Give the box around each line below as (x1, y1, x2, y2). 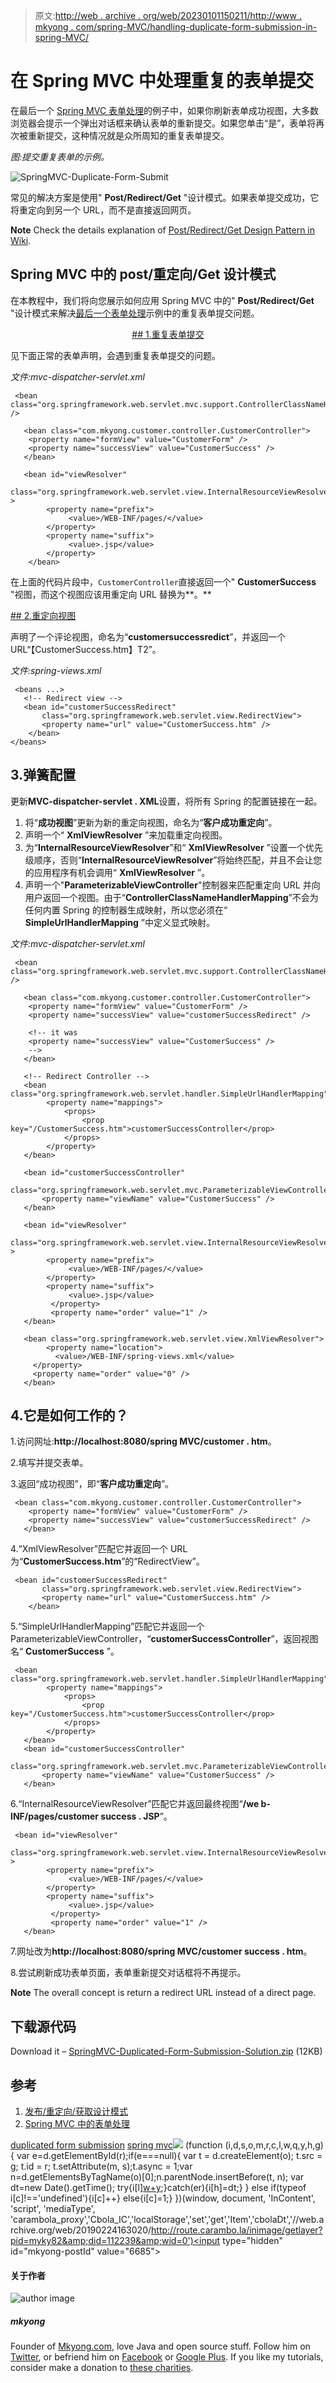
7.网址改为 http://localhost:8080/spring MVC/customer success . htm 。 (10, 1945, 313, 1958)
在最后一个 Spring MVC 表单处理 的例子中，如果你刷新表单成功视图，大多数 (10, 104, 320, 116)
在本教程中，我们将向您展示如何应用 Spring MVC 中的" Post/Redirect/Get (10, 294, 315, 306)
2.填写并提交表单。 (10, 1457, 89, 1469)
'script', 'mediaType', (10, 2203, 96, 2214)
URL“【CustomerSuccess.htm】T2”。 (10, 643, 162, 655)
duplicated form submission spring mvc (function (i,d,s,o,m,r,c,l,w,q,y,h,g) (10, 2139, 324, 2151)
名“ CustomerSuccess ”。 (10, 1645, 120, 1658)
